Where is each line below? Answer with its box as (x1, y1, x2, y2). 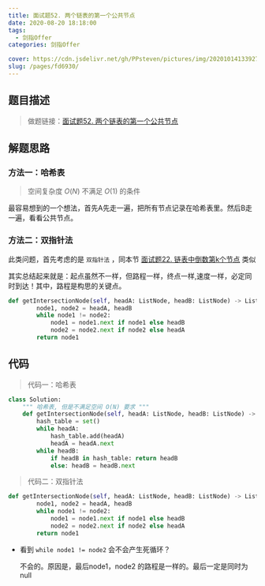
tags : (8, 26, 26, 34)
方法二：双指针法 (8, 235, 73, 246)
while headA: (36, 425, 80, 433)
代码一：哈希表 (27, 380, 77, 389)
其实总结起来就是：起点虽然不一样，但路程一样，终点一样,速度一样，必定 (8, 271, 246, 280)
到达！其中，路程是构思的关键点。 (14, 281, 126, 291)
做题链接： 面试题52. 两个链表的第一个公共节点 (27, 116, 179, 126)
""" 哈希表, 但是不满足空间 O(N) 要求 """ (22, 403, 150, 411)
